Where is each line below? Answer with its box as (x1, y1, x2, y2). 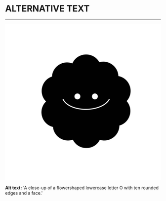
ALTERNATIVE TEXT (5, 3, 90, 14)
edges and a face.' (5, 190, 43, 196)
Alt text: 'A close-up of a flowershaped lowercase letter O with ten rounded (5, 185, 159, 191)
